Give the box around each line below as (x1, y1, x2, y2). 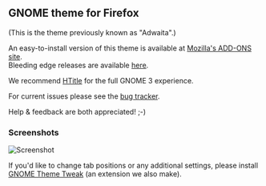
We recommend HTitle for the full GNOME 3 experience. (8, 75, 194, 85)
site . (8, 51, 22, 61)
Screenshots (8, 127, 59, 138)
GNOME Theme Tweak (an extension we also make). (8, 169, 182, 179)
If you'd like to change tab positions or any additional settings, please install (8, 160, 259, 171)
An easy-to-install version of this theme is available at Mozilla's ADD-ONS (8, 43, 252, 53)
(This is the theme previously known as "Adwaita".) (8, 27, 176, 37)
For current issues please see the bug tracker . (8, 91, 160, 101)
